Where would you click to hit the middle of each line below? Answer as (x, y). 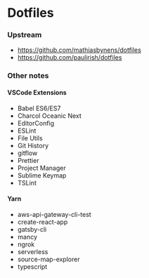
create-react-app (43, 222)
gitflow (27, 153)
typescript (32, 266)
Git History (33, 145)
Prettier (28, 160)
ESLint (27, 131)
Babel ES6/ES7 (39, 108)
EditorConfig (36, 123)
